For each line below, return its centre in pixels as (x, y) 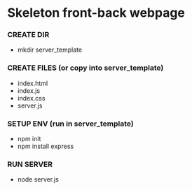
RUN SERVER (30, 164)
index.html (33, 83)
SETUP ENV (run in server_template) (71, 124)
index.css (31, 98)
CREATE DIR (28, 35)
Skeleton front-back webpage (96, 13)
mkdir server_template (50, 50)
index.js (29, 90)
